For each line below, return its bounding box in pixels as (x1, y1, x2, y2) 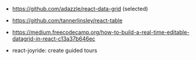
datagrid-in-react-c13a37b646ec (12, 35, 96, 42)
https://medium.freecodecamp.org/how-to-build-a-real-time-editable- (12, 28, 190, 36)
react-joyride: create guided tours (12, 47, 98, 54)
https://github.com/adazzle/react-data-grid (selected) (12, 5, 148, 12)
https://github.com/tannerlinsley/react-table (12, 17, 123, 24)
